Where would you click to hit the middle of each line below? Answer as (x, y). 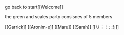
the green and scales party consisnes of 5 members (59, 17)
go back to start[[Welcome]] (34, 7)
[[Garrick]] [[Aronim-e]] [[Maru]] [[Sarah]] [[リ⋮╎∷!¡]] (62, 27)
